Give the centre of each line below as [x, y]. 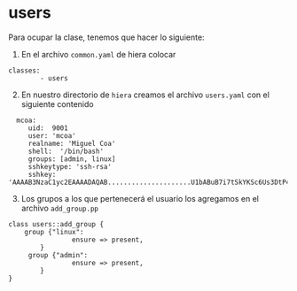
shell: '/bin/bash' [66, 151]
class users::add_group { [56, 224]
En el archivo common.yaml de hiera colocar [98, 54]
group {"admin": [58, 255]
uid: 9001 [48, 128]
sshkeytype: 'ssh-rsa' [70, 166]
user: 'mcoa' [52, 135]
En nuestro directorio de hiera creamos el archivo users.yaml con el [145, 95]
